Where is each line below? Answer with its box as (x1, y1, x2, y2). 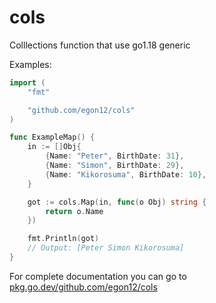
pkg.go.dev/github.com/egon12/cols (9, 281, 158, 293)
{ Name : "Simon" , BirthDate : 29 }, (45, 161, 185, 171)
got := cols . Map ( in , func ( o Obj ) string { (27, 197, 207, 207)
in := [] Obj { (27, 142, 82, 152)
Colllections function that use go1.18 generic (9, 39, 191, 51)
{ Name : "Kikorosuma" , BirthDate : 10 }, (45, 169, 207, 180)
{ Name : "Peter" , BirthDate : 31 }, (45, 151, 185, 161)
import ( (9, 77, 46, 88)
